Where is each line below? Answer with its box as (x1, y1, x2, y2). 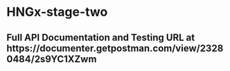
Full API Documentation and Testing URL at (6, 32, 195, 43)
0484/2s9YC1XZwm (6, 53, 97, 65)
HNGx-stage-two (6, 4, 108, 20)
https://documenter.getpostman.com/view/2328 (6, 42, 224, 54)
